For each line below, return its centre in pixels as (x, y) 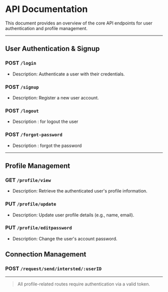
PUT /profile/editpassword (39, 227)
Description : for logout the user (45, 121)
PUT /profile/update (31, 204)
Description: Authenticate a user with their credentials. (68, 74)
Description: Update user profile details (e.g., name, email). (73, 215)
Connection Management (46, 254)
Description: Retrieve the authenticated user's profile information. (80, 191)
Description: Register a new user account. (55, 97)
